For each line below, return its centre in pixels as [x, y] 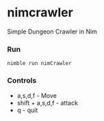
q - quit [27, 110]
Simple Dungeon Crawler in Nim [52, 31]
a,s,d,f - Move [37, 95]
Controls [22, 81]
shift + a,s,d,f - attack [48, 103]
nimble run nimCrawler [39, 64]
